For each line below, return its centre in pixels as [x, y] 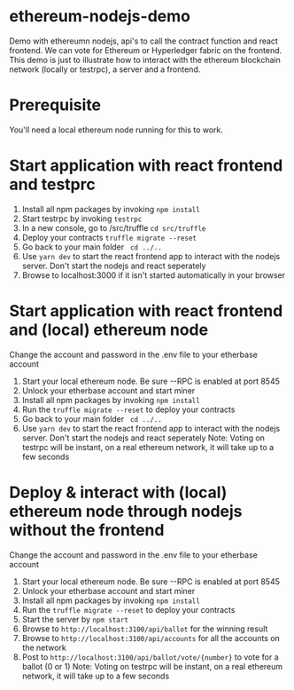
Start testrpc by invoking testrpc [82, 218]
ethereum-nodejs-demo [100, 16]
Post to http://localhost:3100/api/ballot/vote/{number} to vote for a [150, 657]
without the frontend [87, 530]
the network [44, 647]
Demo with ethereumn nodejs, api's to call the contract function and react [144, 41]
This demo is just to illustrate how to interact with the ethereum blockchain [145, 59]
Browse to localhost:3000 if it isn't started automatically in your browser [154, 275]
